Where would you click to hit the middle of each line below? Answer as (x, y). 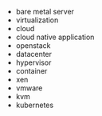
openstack (33, 46)
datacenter (34, 54)
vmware (29, 88)
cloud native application (55, 37)
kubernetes (35, 105)
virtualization (37, 20)
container (31, 71)
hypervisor (33, 62)
